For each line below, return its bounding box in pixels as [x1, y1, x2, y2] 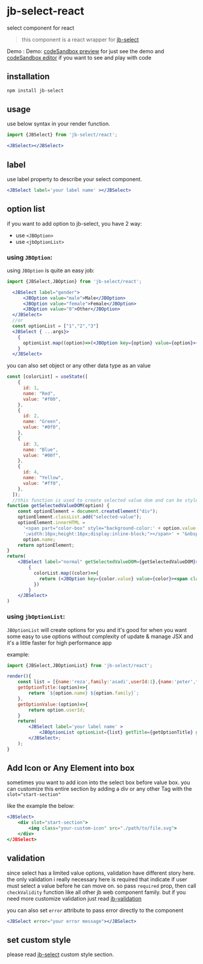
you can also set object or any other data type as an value [7, 362, 151, 369]
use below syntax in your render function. [7, 120, 110, 127]
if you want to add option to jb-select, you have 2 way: [7, 220, 142, 227]
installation [7, 71, 50, 82]
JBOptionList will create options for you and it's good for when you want [7, 626, 187, 633]
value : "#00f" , [22, 452, 61, 458]
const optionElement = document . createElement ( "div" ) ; [17, 508, 158, 514]
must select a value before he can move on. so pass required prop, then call [7, 882, 196, 889]
